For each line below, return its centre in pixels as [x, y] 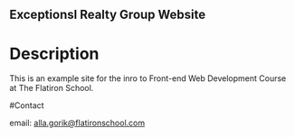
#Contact [27, 105]
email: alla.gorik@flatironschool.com [77, 123]
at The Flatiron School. [52, 88]
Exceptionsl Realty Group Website [108, 15]
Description [54, 54]
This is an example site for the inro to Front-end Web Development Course [148, 78]
